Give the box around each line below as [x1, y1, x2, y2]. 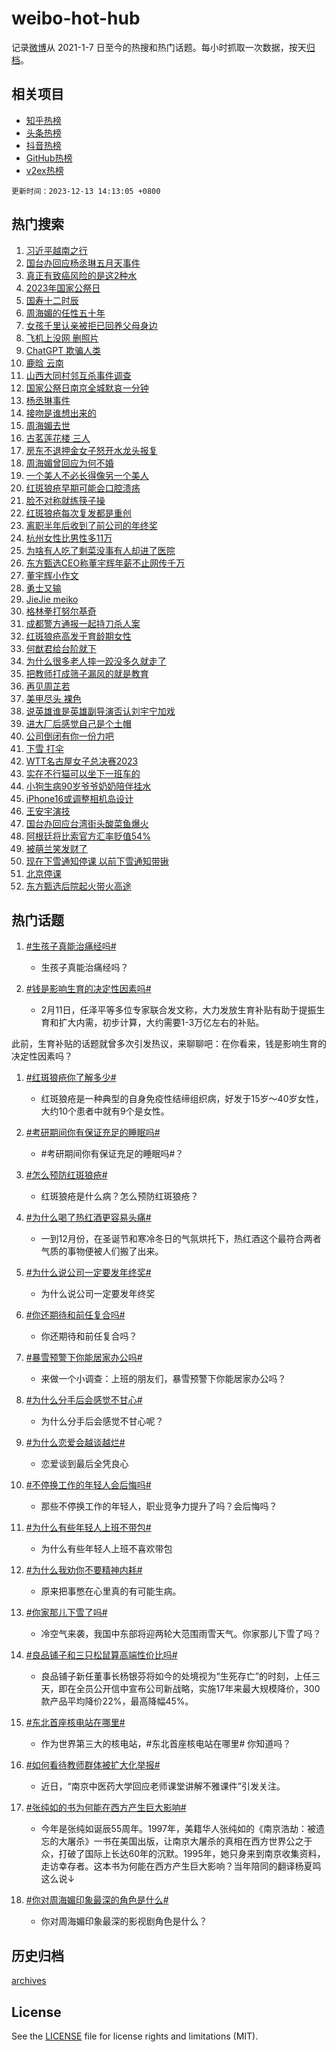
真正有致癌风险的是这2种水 [25, 269, 138, 281]
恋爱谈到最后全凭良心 [40, 1458, 129, 1470]
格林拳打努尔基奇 [25, 605, 97, 617]
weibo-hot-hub [11, 7, 141, 30]
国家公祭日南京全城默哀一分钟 [25, 382, 149, 394]
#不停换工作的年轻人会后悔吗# [25, 1479, 152, 1491]
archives [11, 1975, 47, 1987]
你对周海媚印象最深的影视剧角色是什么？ [40, 1915, 208, 1927]
